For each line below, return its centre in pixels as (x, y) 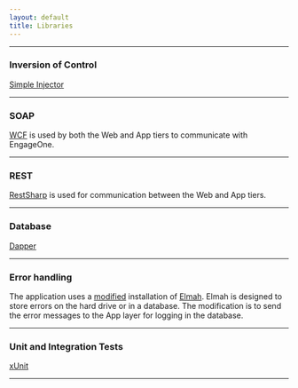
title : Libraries (41, 26)
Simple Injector (37, 84)
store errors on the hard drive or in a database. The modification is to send (145, 305)
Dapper (23, 246)
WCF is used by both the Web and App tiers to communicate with (129, 135)
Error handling (41, 277)
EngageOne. (32, 145)
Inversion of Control (53, 65)
